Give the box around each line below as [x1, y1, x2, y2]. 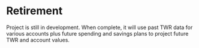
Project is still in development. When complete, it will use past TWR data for [6, 24, 193, 31]
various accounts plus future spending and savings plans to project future [6, 30, 189, 37]
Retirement [6, 4, 63, 18]
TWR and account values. [6, 36, 70, 43]
